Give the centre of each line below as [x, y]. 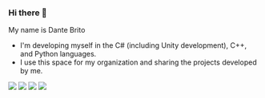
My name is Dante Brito [47, 30]
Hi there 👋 [28, 13]
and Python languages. [58, 54]
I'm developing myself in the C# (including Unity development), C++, [133, 45]
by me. [31, 71]
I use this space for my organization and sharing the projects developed [139, 62]
